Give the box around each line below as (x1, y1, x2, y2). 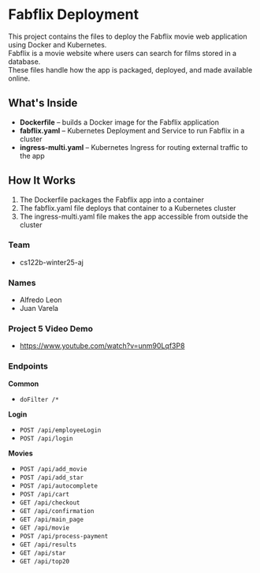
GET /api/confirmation (19, 507, 95, 515)
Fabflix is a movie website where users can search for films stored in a (8, 48, 237, 58)
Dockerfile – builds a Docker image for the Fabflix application (19, 117, 219, 127)
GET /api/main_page (19, 515, 84, 523)
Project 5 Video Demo (8, 324, 93, 335)
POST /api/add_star (19, 474, 84, 481)
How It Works (8, 174, 76, 187)
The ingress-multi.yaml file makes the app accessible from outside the (19, 212, 248, 221)
